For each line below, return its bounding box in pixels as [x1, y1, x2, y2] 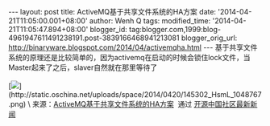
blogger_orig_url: [181, 33, 238, 43]
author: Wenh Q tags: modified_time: [89, 16, 211, 26]
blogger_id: [89, 25, 127, 34]
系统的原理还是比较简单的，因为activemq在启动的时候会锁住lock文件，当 [8, 53, 251, 62]
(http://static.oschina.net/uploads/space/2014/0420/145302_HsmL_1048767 [8, 90, 262, 99]
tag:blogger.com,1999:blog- [128, 25, 222, 34]
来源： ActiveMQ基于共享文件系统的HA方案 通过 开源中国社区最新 [31, 100, 251, 108]
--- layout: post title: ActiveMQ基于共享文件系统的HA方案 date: [8, 7, 216, 16]
